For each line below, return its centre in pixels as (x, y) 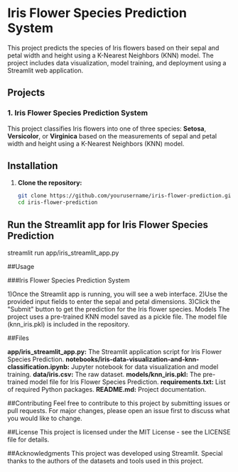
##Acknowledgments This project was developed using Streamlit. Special (115, 453)
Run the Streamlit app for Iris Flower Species (108, 225)
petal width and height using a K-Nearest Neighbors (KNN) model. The (111, 55)
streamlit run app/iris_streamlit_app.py (63, 253)
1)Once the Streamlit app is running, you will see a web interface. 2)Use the (118, 294)
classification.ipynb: (38, 367)
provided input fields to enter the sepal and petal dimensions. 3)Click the (114, 302)
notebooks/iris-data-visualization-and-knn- (132, 359)
